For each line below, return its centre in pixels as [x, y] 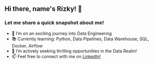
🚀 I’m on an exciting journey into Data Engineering [62, 33]
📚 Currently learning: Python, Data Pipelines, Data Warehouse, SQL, [80, 39]
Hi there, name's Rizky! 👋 [43, 9]
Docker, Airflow [27, 46]
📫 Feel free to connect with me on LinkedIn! [56, 56]
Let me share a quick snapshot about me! [54, 23]
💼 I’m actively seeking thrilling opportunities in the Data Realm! [74, 51]
